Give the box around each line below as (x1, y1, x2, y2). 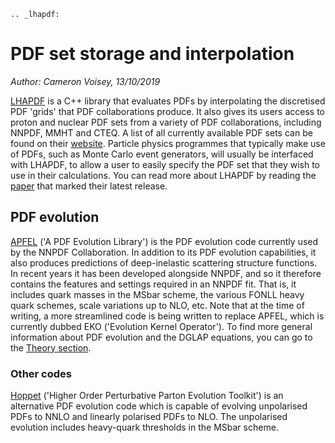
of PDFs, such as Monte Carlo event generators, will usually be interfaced (10, 148, 314, 160)
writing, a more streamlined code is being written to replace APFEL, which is (10, 310, 325, 322)
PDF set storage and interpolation (10, 43, 295, 65)
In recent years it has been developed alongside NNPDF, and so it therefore (10, 267, 322, 279)
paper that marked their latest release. (10, 180, 168, 192)
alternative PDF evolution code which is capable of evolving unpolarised (10, 400, 308, 412)
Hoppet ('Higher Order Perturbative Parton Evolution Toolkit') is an (10, 390, 284, 402)
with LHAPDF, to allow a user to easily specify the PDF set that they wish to (10, 158, 320, 170)
